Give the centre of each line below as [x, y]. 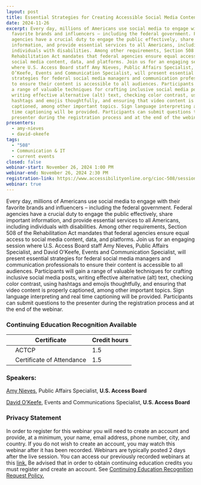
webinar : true [24, 184]
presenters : [21, 123]
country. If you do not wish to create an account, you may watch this [91, 444]
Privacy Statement [34, 418]
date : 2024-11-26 [28, 23]
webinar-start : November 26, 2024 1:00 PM [60, 167]
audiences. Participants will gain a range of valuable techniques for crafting [99, 271]
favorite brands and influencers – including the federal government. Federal [99, 208]
